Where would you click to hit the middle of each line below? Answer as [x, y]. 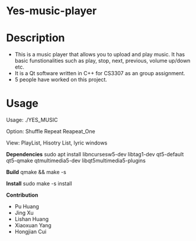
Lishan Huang [32, 219]
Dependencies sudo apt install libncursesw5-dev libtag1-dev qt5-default [95, 155]
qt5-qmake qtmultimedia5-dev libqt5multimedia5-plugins [76, 160]
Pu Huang [27, 207]
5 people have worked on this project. [61, 80]
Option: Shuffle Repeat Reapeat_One [51, 131]
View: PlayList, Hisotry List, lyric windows [57, 143]
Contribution [22, 195]
